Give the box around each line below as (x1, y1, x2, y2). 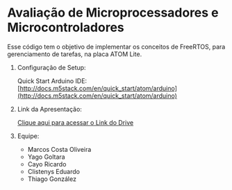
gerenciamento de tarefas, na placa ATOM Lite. (7, 50, 142, 58)
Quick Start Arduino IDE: (17, 76, 88, 85)
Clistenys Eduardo (27, 167, 80, 175)
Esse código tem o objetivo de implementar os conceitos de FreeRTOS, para (7, 42, 226, 51)
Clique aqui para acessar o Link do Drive (17, 118, 134, 126)
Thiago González (27, 175, 76, 183)
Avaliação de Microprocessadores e (7, 5, 219, 21)
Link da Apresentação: (17, 105, 82, 113)
